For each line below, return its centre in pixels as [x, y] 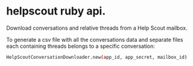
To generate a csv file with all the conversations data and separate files [95, 39]
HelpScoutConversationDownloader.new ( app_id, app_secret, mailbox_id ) [97, 57]
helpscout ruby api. [56, 11]
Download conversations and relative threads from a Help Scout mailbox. [97, 28]
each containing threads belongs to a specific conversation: [81, 46]
